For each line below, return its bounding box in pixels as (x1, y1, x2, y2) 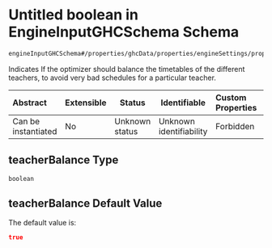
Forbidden (215, 120, 255, 132)
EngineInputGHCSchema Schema (8, 23, 240, 41)
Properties (215, 102, 257, 113)
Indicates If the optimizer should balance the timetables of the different (8, 64, 245, 74)
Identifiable (160, 97, 206, 108)
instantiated (12, 125, 57, 137)
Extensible (64, 97, 107, 108)
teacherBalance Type (8, 153, 119, 167)
